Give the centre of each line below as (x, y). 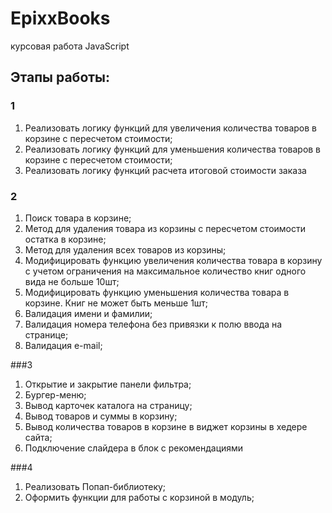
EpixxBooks (60, 18)
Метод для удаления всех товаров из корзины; (125, 249)
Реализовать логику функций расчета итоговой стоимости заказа (165, 170)
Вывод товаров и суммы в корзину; (101, 416)
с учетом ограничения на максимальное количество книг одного (165, 271)
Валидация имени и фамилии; (88, 313)
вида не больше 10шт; (72, 281)
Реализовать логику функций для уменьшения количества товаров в (173, 149)
